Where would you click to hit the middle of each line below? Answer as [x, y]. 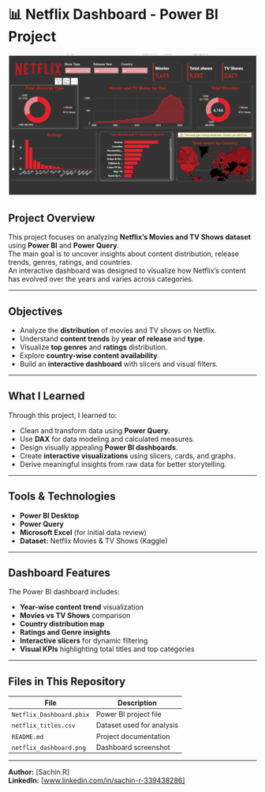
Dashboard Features [59, 573]
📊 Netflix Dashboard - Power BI [114, 15]
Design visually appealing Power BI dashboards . [99, 447]
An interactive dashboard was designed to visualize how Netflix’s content [127, 271]
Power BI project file [129, 715]
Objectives [35, 311]
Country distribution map [62, 624]
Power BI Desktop [49, 515]
